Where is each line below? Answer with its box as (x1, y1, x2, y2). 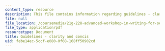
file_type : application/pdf (5, 25, 63, 30)
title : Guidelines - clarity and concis (5, 34, 89, 39)
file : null (5, 16, 27, 21)
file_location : (5, 20, 36, 26)
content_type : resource (5, 7, 54, 12)
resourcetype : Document (5, 30, 54, 34)
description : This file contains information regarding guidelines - (5, 12, 151, 17)
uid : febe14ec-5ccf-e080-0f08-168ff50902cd (5, 39, 96, 44)
